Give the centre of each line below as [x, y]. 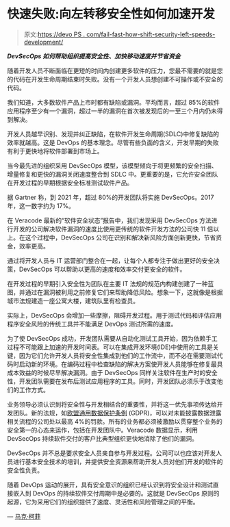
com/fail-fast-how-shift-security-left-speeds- [151, 34]
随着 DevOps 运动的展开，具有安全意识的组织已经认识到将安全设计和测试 [110, 485]
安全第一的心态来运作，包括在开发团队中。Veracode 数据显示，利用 [103, 430]
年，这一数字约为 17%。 [41, 205]
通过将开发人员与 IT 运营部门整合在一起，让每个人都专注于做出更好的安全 [111, 260]
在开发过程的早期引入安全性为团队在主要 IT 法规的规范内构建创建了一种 [107, 283]
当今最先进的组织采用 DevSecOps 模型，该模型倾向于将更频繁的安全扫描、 [112, 166]
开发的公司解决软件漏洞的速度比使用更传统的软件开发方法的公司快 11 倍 [113, 229]
